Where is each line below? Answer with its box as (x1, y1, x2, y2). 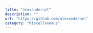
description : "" (5, 12, 38, 16)
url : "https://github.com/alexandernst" (5, 16, 89, 21)
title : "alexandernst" (5, 7, 51, 12)
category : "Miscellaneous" (5, 20, 60, 26)
